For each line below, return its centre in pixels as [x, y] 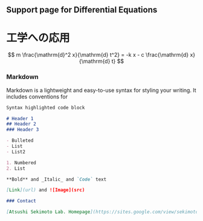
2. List [16, 168]
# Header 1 [20, 118]
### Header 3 [23, 130]
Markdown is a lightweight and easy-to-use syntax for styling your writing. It [101, 90]
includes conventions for [37, 97]
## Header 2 [21, 124]
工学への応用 [38, 38]
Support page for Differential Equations [82, 10]
